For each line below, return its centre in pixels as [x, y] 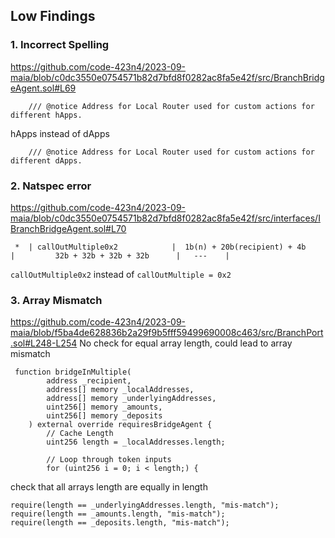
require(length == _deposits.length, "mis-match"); [120, 523]
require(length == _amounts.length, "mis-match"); [118, 514]
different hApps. [46, 115]
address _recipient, [89, 381]
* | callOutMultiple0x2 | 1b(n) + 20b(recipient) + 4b [160, 247]
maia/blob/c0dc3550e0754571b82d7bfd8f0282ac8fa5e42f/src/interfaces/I [165, 218]
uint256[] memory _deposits [104, 416]
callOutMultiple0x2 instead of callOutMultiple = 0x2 [121, 274]
